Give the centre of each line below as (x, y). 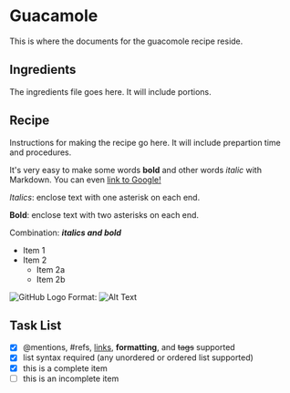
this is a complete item (65, 368)
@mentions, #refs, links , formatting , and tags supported (129, 347)
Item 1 (34, 250)
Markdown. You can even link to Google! (85, 180)
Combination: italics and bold (65, 233)
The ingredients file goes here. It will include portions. (110, 91)
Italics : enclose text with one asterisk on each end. (105, 197)
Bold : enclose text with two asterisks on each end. (104, 214)
